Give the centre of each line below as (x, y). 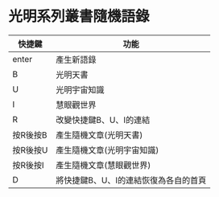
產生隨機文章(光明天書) (99, 135)
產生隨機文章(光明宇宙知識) (107, 150)
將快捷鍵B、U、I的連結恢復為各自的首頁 (131, 180)
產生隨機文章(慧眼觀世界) (103, 165)
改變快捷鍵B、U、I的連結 (103, 120)
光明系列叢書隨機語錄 (79, 16)
